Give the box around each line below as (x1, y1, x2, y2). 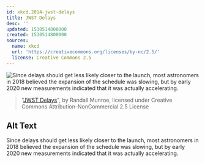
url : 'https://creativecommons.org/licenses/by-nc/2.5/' (12, 49, 160, 55)
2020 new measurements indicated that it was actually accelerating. (6, 150, 179, 157)
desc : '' (6, 20, 29, 26)
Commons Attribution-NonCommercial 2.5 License (21, 102, 149, 110)
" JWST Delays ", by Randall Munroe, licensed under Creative (21, 96, 173, 104)
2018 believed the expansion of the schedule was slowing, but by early (6, 143, 185, 151)
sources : (6, 37, 29, 44)
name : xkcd (12, 44, 40, 50)
